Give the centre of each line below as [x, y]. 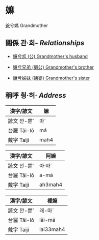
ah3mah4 [51, 185]
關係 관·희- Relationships [45, 43]
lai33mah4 [52, 229]
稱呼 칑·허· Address [36, 95]
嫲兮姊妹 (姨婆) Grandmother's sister [51, 78]
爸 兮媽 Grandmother [27, 25]
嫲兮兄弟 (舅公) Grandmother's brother [53, 67]
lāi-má [47, 220]
